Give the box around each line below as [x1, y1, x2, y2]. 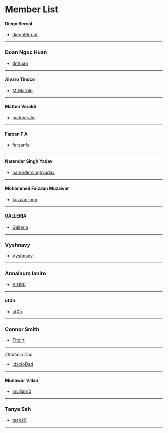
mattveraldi [12, 115, 36, 121]
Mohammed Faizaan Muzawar [5, 185, 69, 191]
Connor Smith [5, 326, 40, 333]
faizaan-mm [12, 196, 37, 202]
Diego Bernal [5, 20, 33, 26]
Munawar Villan [5, 377, 39, 383]
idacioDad [12, 361, 33, 367]
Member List [5, 4, 59, 15]
